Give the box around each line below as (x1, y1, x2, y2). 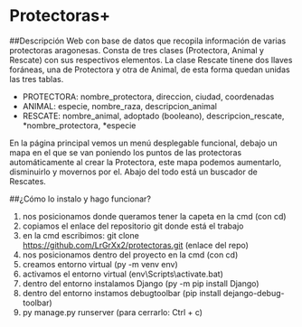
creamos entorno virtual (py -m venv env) (22, 258, 178, 269)
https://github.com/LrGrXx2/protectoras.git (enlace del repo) (22, 239, 249, 250)
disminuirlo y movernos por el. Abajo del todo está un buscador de (9, 166, 258, 177)
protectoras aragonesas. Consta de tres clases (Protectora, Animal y (9, 44, 265, 55)
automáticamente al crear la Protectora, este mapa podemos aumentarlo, (9, 156, 282, 167)
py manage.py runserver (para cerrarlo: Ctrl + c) (22, 306, 203, 317)
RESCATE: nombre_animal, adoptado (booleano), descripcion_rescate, (22, 110, 285, 121)
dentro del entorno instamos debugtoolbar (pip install (22, 287, 222, 298)
